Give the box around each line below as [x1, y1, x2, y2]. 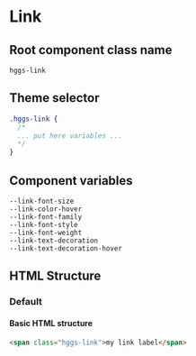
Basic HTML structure [9, 317, 93, 328]
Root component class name [9, 42, 173, 58]
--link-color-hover [9, 205, 83, 214]
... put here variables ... [17, 131, 123, 141]
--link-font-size [9, 196, 75, 205]
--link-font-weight [9, 228, 83, 237]
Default [9, 296, 43, 308]
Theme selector [9, 90, 100, 105]
